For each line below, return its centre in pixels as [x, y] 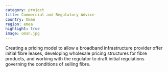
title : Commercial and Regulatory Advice [50, 15]
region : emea [19, 24]
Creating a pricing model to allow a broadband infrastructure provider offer [84, 48]
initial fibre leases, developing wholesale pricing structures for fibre [76, 53]
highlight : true [22, 29]
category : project [25, 10]
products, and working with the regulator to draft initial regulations [75, 59]
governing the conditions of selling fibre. [48, 64]
